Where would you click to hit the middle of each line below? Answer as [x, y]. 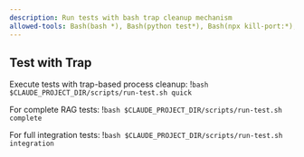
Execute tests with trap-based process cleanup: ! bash [109, 84]
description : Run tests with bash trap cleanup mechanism [121, 18]
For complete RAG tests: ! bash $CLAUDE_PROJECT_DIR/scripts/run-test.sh [146, 110]
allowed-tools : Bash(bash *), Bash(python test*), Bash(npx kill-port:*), [153, 26]
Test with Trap [51, 63]
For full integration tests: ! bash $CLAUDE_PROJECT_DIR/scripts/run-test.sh [146, 135]
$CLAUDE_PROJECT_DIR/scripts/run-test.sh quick [101, 93]
